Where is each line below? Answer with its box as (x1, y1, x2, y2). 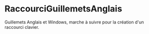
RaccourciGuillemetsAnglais (4, 3, 122, 14)
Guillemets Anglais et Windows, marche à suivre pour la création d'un (4, 19, 144, 25)
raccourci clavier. (4, 24, 39, 30)
